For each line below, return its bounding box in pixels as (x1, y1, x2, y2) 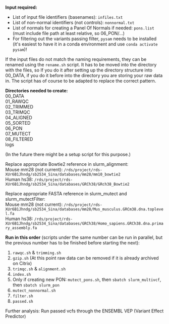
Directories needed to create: (5, 88, 68, 93)
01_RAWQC (5, 98, 29, 104)
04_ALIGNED (5, 115, 33, 121)
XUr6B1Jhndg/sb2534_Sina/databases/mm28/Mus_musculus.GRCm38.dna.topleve (5, 207, 164, 212)
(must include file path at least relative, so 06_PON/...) (12, 30, 125, 36)
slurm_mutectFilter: (5, 196, 45, 202)
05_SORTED (5, 120, 31, 126)
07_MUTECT (5, 131, 31, 136)
